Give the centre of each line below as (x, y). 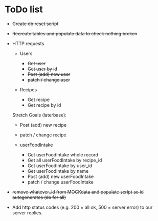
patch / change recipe (43, 135)
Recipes (28, 89)
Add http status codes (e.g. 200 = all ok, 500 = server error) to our (82, 207)
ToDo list (24, 9)
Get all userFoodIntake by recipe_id (65, 160)
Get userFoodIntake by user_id (60, 166)
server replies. (27, 213)
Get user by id (42, 69)
